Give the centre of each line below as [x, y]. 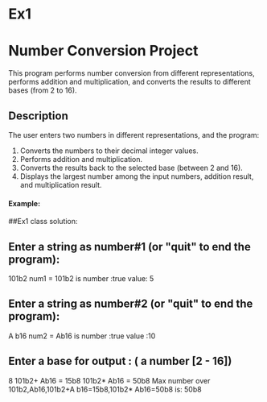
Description [38, 116]
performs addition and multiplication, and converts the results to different [129, 82]
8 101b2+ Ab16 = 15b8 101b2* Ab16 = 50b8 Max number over [109, 380]
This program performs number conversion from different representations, [131, 73]
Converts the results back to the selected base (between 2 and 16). [131, 168]
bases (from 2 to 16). [43, 90]
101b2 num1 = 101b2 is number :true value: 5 [81, 278]
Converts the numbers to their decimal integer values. [109, 151]
